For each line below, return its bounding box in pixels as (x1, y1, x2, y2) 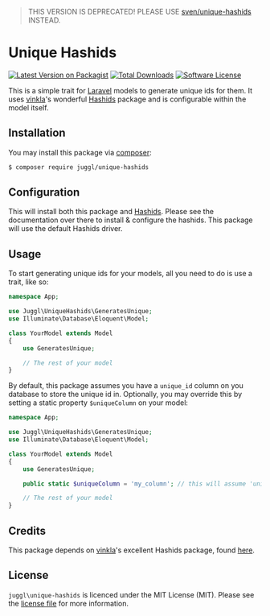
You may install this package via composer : (8, 147, 152, 157)
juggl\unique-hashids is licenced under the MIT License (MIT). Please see (8, 589, 255, 599)
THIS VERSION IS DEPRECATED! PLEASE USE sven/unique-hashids (27, 7, 252, 16)
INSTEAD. (27, 15, 61, 25)
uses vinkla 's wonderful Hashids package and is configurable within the (8, 94, 247, 104)
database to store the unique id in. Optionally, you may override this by (8, 390, 243, 399)
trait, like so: (8, 277, 49, 287)
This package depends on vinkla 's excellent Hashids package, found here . (8, 545, 256, 555)
